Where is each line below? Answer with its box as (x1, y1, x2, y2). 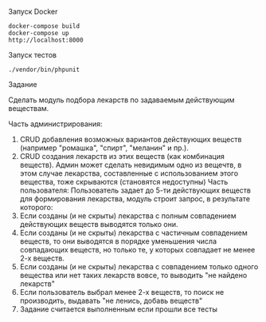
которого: (19, 203, 53, 212)
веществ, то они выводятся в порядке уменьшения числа (19, 237, 217, 246)
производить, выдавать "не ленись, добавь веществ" (19, 296, 203, 305)
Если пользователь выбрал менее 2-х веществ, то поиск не (19, 288, 225, 296)
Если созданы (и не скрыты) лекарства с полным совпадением (19, 211, 237, 221)
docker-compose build (8, 22, 80, 30)
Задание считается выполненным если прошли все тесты (19, 304, 217, 314)
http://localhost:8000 (8, 36, 84, 44)
